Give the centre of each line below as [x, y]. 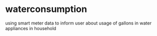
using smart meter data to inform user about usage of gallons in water [78, 23]
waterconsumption [46, 9]
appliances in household [31, 28]
